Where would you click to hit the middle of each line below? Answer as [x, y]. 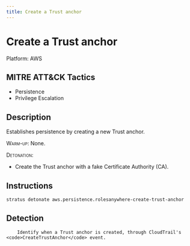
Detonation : [20, 155]
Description [29, 117]
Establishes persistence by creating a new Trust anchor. [76, 132]
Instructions [29, 185]
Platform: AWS [24, 58]
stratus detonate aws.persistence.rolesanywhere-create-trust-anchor [95, 200]
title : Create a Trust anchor [44, 12]
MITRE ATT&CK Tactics [51, 77]
